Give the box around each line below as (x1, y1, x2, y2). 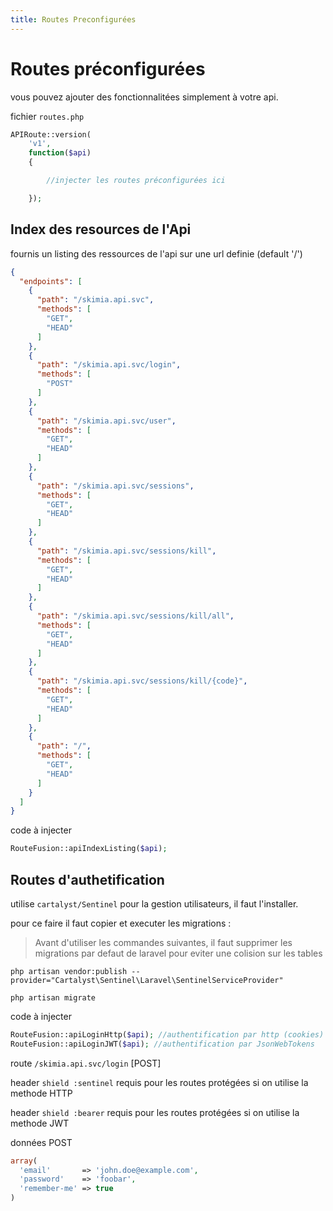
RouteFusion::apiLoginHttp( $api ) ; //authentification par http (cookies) (10, 1029, 325, 1040)
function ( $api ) (28, 148, 92, 158)
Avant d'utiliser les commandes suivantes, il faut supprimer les (34, 936, 293, 948)
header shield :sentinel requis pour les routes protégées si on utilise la (10, 1076, 309, 1088)
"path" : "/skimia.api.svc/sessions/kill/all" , (36, 611, 235, 621)
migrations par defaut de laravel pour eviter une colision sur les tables (34, 947, 323, 959)
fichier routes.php (10, 110, 85, 122)
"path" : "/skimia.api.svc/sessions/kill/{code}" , (36, 676, 248, 686)
